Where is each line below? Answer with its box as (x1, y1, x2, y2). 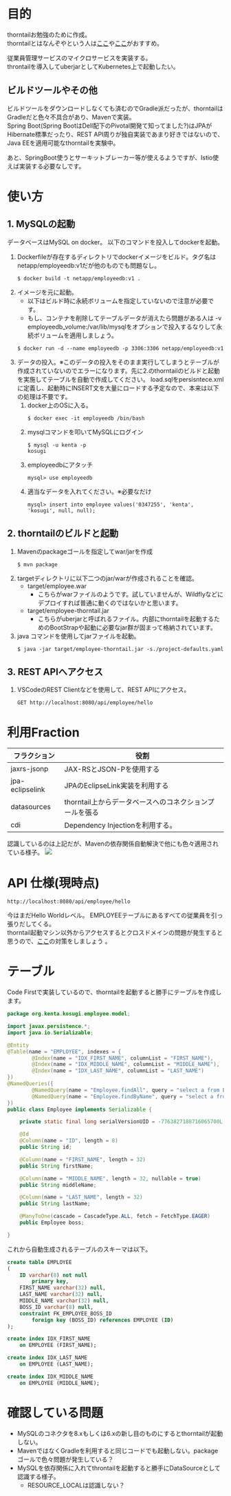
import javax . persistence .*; (7, 1023, 91, 1030)
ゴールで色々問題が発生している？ (16, 1455, 114, 1464)
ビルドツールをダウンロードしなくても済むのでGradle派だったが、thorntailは (7, 104, 223, 113)
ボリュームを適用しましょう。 (33, 331, 118, 339)
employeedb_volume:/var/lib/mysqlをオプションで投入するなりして (27, 322, 217, 331)
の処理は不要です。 (16, 392, 71, 400)
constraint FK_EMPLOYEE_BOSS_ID (19, 1310, 112, 1317)
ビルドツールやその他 (7, 84, 98, 97)
